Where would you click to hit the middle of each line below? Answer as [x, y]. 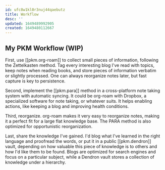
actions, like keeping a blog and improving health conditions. [67, 106]
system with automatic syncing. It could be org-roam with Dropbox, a [76, 96]
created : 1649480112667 [30, 28]
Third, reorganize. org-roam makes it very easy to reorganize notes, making [82, 116]
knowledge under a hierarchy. [36, 162]
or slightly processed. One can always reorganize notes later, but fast [76, 76]
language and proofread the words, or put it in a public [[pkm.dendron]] [78, 141]
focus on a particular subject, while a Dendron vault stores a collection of [80, 157]
